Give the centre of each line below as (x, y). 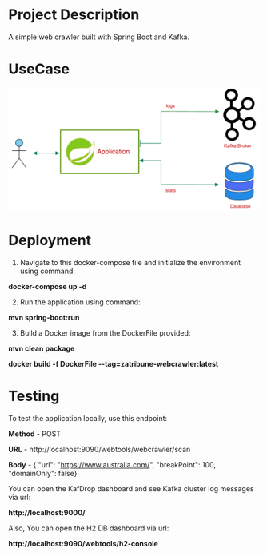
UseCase (39, 69)
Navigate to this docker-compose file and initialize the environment (130, 262)
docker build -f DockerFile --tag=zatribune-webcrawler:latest (114, 363)
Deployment (50, 240)
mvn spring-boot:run (44, 317)
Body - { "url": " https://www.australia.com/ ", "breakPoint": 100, (112, 464)
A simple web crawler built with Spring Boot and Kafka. (99, 37)
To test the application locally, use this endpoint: (88, 418)
